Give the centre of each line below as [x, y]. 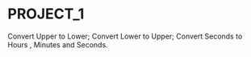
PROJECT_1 [46, 14]
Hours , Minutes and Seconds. [58, 44]
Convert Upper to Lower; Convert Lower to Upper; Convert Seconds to [125, 36]
